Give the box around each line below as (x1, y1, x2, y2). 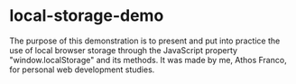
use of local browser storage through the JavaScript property (9, 44, 237, 55)
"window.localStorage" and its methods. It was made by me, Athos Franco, (9, 54, 287, 65)
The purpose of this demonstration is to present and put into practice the (9, 35, 281, 46)
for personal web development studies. (9, 64, 155, 75)
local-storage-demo (9, 5, 164, 26)
